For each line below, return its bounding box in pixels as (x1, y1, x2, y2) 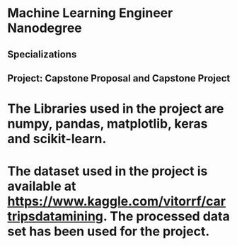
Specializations (7, 48, 77, 60)
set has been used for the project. (7, 223, 210, 240)
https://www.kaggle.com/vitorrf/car (7, 194, 226, 210)
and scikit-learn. (7, 131, 107, 147)
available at (7, 179, 76, 194)
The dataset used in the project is (7, 163, 208, 179)
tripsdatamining (7, 208, 104, 225)
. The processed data (103, 208, 230, 225)
